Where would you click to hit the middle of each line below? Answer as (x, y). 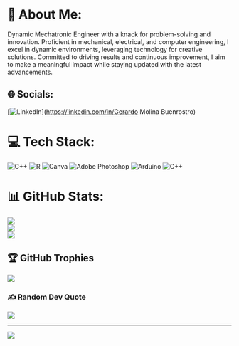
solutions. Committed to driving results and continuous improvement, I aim (116, 57)
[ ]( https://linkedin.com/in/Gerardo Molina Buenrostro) (102, 111)
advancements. (30, 72)
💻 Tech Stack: (51, 141)
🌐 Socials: (31, 94)
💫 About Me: (45, 15)
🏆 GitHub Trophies (51, 258)
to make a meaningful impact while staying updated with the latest (104, 64)
